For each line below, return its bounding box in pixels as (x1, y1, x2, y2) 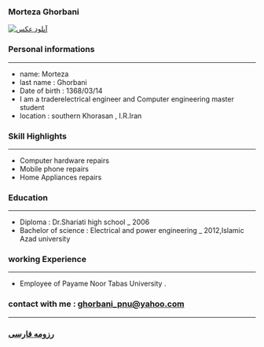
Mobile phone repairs (19, 164, 89, 173)
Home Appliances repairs (19, 172, 102, 182)
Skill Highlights (8, 131, 67, 142)
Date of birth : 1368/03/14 (19, 86, 104, 95)
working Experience (8, 254, 86, 265)
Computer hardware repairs (19, 156, 110, 165)
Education (8, 192, 49, 203)
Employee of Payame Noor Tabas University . (19, 279, 167, 289)
